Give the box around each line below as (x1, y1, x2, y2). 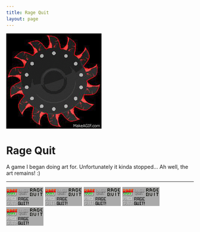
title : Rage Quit (6, 10, 49, 15)
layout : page (6, 15, 39, 22)
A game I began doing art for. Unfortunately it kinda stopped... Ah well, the (6, 164, 189, 171)
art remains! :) (6, 170, 40, 177)
